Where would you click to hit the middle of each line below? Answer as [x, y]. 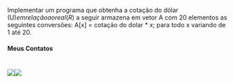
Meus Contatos [30, 48]
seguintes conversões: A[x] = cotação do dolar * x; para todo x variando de [117, 25]
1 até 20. [20, 32]
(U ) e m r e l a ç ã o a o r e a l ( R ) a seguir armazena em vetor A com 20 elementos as [117, 17]
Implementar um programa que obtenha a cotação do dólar [93, 10]
